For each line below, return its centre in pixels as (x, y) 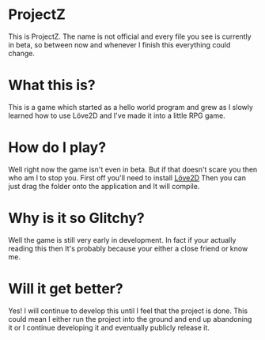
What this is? (52, 85)
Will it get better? (66, 288)
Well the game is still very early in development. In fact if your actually (122, 240)
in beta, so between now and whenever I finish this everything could (119, 44)
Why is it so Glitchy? (76, 218)
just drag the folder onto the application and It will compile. (104, 186)
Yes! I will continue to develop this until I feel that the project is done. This (128, 311)
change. (22, 53)
